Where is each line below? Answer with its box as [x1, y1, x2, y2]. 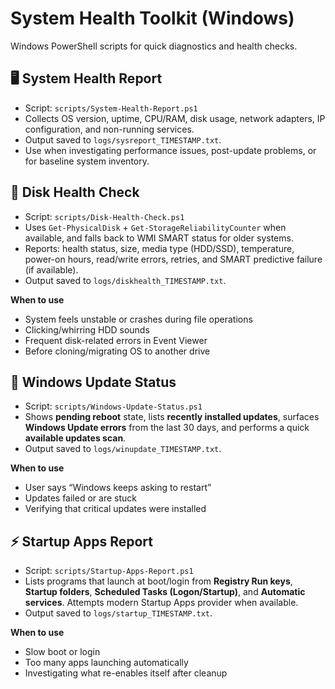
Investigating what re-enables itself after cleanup [24, 667, 228, 679]
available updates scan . [24, 432, 127, 444]
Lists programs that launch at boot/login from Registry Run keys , [24, 575, 293, 587]
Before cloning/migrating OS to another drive [24, 345, 211, 357]
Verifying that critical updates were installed [24, 503, 207, 515]
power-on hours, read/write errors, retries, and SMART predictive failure [24, 253, 323, 265]
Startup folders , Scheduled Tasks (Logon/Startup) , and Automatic [24, 586, 306, 598]
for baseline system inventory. [24, 155, 150, 167]
